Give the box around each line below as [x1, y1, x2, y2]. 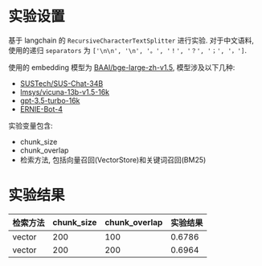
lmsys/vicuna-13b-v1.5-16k [19, 87, 110, 96]
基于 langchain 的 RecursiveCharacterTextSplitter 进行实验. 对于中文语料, [8, 35, 255, 45]
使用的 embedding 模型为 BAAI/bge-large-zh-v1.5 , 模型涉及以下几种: [8, 62, 235, 72]
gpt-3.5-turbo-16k [19, 96, 80, 105]
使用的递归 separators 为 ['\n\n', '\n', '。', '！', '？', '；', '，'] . [8, 45, 248, 55]
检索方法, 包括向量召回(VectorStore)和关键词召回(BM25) [19, 154, 207, 165]
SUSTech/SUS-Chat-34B [19, 78, 104, 88]
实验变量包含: [8, 121, 54, 130]
